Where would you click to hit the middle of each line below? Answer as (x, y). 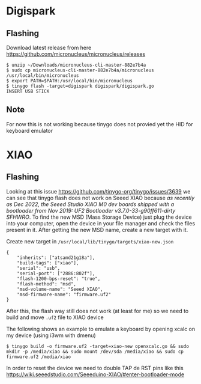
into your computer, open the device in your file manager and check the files (101, 223)
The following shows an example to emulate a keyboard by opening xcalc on (101, 329)
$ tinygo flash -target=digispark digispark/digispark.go (80, 86)
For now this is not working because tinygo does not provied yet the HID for (100, 124)
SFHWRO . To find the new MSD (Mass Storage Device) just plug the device (99, 217)
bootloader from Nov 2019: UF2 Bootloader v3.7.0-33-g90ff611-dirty (91, 210)
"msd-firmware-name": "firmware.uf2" (64, 294)
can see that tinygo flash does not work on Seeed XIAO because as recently (100, 198)
